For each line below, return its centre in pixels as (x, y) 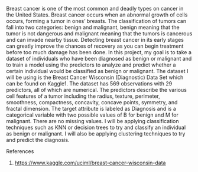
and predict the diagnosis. (38, 140)
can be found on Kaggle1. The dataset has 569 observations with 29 (89, 84)
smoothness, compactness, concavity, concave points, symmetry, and (92, 102)
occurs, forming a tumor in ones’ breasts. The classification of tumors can (96, 21)
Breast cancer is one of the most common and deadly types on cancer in (95, 9)
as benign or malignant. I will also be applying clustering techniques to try (96, 134)
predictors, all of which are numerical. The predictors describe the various (97, 90)
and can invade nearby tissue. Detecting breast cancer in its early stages (95, 40)
